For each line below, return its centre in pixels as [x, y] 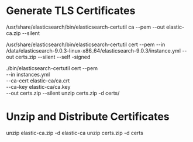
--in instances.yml [28, 74]
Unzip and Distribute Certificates [88, 117]
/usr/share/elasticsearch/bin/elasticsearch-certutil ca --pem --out [86, 27]
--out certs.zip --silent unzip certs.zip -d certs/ [63, 93]
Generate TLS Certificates [71, 11]
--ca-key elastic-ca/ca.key [38, 86]
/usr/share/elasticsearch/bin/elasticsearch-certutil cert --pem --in [86, 44]
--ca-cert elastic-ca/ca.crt [38, 81]
